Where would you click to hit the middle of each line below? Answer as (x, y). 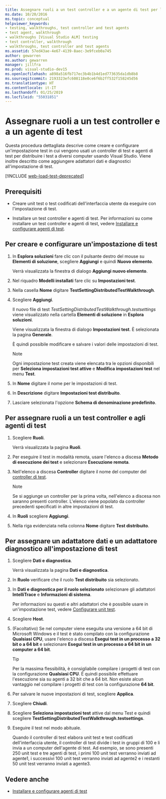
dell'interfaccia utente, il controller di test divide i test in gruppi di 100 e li (86, 743)
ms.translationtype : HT (30, 83)
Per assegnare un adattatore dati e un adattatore (81, 541)
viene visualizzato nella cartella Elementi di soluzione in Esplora (78, 315)
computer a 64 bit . (32, 649)
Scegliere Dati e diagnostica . (42, 560)
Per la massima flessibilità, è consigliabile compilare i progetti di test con (86, 669)
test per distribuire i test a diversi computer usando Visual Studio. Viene (78, 156)
